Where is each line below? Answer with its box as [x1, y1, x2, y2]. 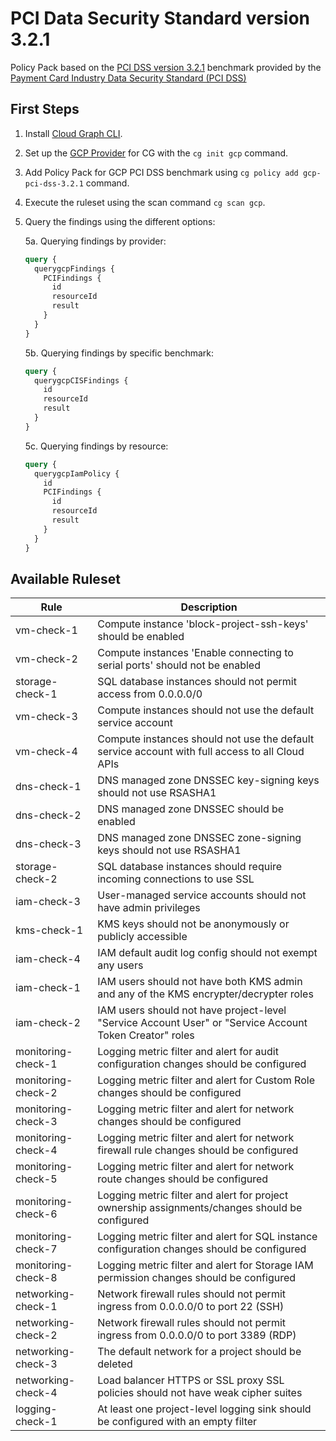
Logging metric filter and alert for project [97, 1188, 289, 1202]
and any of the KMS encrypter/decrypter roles [97, 987, 314, 1001]
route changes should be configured [97, 1172, 269, 1186]
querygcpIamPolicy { [34, 468, 120, 479]
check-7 [15, 1242, 58, 1256]
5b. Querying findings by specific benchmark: [24, 347, 215, 359]
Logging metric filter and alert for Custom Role [97, 1073, 315, 1087]
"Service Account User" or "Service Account [97, 1016, 308, 1030]
